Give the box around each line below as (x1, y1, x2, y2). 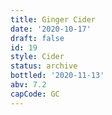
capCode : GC (10, 89, 60, 99)
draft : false (10, 33, 65, 43)
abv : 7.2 (10, 80, 47, 90)
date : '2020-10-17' (10, 24, 92, 34)
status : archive (10, 61, 78, 71)
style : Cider (10, 52, 65, 62)
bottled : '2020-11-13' (10, 71, 105, 81)
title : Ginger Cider (10, 14, 97, 25)
